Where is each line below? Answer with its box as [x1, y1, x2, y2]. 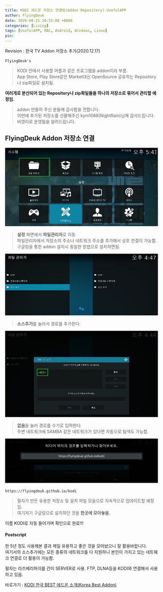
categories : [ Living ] [5, 23, 49, 28]
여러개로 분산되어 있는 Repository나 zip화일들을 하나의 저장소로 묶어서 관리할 [5, 90, 152, 96]
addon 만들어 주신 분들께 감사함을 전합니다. [16, 107, 100, 112]
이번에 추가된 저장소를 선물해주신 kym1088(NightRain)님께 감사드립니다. [16, 113, 155, 118]
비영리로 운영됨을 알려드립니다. [16, 119, 76, 124]
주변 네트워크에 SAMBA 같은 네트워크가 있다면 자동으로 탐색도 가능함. [16, 429, 149, 435]
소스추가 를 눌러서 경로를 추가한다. [16, 321, 81, 326]
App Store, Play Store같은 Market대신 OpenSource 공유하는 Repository [16, 74, 157, 80]
